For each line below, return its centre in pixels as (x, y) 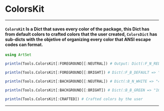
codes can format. (24, 44)
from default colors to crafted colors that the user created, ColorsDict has (81, 34)
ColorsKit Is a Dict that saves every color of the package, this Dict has (77, 29)
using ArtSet (18, 55)
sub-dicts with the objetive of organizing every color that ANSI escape (78, 39)
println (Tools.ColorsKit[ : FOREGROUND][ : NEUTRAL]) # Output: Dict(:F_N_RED (83, 64)
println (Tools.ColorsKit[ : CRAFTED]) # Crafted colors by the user (74, 99)
